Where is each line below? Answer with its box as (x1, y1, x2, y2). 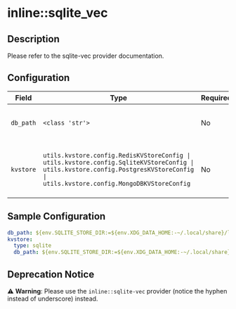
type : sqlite (13, 242, 52, 249)
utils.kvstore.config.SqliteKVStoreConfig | (43, 158, 195, 166)
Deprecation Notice (7, 268, 95, 280)
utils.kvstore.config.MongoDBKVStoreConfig (43, 179, 191, 187)
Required (201, 93, 232, 103)
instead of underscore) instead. (7, 294, 98, 303)
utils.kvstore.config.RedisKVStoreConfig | (43, 151, 191, 159)
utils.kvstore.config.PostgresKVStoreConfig (43, 165, 195, 173)
